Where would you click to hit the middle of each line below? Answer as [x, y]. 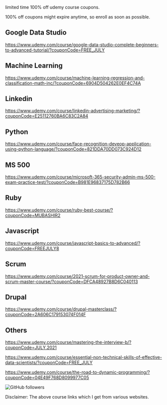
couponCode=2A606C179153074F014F [46, 314]
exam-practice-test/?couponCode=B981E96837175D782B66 [68, 182]
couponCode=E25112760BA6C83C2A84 [47, 116]
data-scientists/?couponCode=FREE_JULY [49, 362]
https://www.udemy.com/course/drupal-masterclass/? [61, 309]
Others [16, 330]
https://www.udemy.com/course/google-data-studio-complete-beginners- [82, 44]
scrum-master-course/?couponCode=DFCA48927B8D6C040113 [72, 281]
